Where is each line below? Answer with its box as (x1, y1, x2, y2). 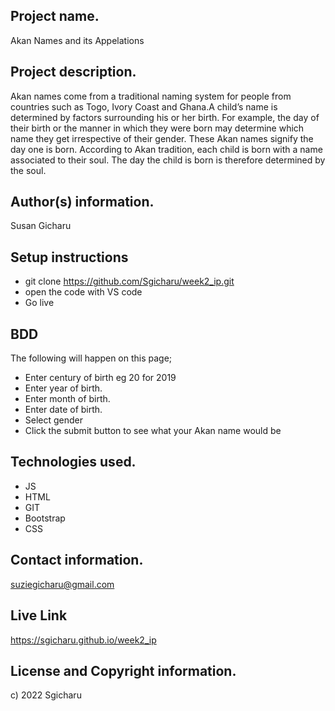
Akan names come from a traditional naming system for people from (10, 90, 292, 102)
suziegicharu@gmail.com (10, 578, 115, 590)
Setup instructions (10, 249, 129, 266)
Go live (24, 297, 55, 309)
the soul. (10, 164, 47, 176)
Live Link (10, 607, 68, 624)
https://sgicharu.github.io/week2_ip (10, 634, 157, 646)
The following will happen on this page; (10, 352, 173, 364)
